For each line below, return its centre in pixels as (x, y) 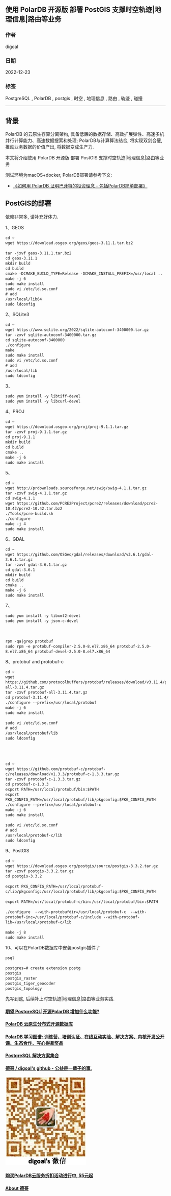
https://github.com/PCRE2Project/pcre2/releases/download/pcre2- (87, 503)
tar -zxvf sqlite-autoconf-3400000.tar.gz (51, 335)
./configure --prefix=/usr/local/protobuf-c (53, 805)
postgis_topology (24, 988)
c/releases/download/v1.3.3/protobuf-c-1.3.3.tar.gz (62, 774)
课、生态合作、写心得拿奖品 (34, 1043)
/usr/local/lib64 (24, 299)
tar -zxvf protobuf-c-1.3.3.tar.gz (43, 779)
